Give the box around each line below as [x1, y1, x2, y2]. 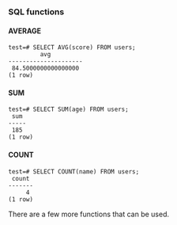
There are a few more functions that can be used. [8, 209, 170, 219]
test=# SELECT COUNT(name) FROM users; [8, 167, 140, 176]
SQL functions [8, 6, 65, 17]
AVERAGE [8, 26, 42, 36]
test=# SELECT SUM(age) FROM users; [8, 105, 129, 113]
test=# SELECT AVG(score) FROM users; [8, 44, 136, 51]
